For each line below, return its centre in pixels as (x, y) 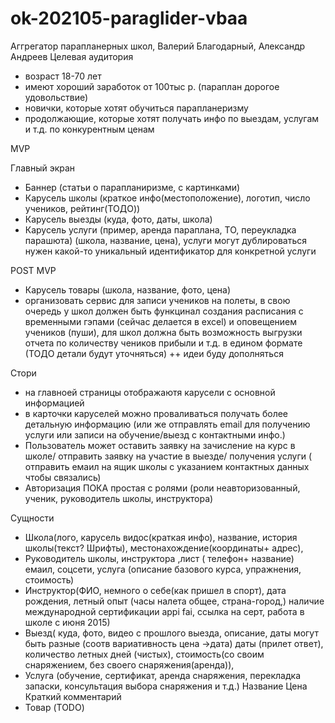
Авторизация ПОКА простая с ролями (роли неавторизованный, (162, 488)
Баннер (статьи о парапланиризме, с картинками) (132, 187)
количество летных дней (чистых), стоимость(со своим (144, 654)
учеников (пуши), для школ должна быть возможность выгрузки (163, 332)
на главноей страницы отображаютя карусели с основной (150, 392)
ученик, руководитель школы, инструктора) (119, 498)
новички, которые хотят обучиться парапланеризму (136, 108)
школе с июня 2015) (67, 622)
